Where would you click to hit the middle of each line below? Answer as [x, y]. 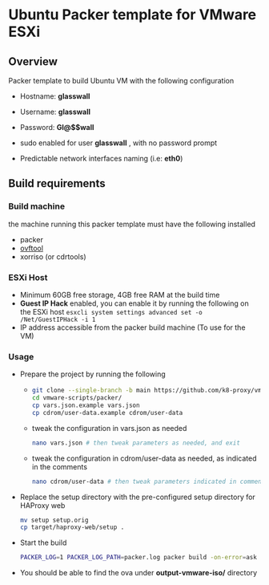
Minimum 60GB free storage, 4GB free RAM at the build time [120, 295]
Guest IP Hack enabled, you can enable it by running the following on [134, 303]
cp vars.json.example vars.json [86, 406]
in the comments [60, 466]
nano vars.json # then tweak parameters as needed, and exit [136, 443]
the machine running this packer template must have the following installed [132, 224]
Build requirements [57, 183]
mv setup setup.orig [54, 520]
